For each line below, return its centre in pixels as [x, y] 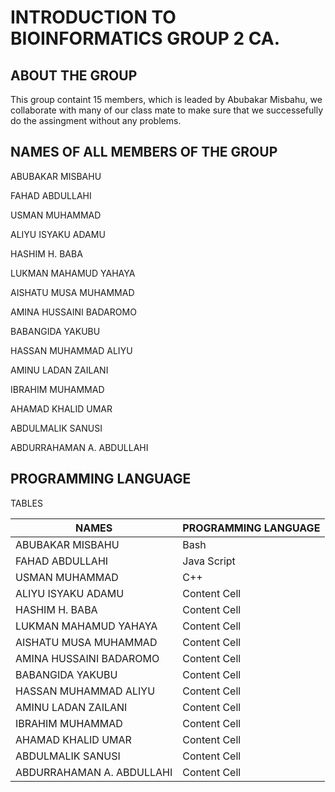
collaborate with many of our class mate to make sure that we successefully [167, 110]
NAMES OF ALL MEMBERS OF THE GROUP [144, 152]
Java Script [209, 561]
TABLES [26, 503]
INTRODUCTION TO [93, 17]
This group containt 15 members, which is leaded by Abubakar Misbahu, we [166, 99]
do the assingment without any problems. [96, 120]
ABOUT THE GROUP [74, 75]
